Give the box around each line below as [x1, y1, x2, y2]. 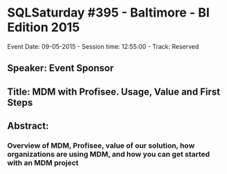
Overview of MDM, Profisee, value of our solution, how [7, 141, 195, 151]
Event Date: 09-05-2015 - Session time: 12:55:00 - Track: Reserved [7, 42, 199, 50]
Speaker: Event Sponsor [7, 62, 114, 74]
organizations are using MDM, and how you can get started [7, 150, 210, 159]
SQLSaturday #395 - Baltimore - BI [7, 5, 210, 21]
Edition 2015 [7, 19, 80, 35]
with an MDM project [7, 158, 79, 168]
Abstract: [7, 120, 49, 132]
